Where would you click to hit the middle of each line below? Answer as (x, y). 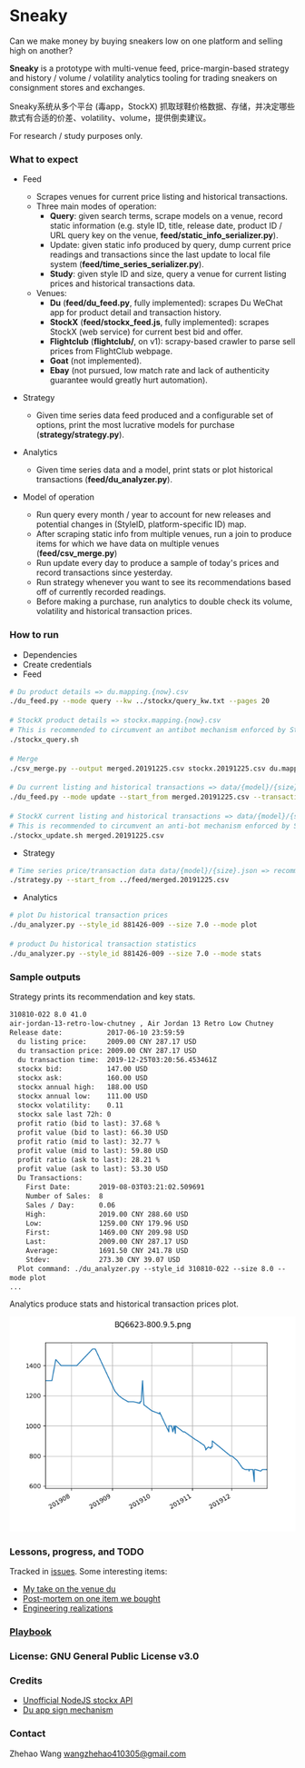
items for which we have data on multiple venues (128, 544)
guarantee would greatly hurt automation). (129, 380)
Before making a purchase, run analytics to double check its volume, (164, 601)
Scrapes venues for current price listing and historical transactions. (162, 197)
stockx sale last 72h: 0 (64, 1114)
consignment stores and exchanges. (77, 87)
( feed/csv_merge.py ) (77, 553)
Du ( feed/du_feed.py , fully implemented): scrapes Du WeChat (166, 303)
